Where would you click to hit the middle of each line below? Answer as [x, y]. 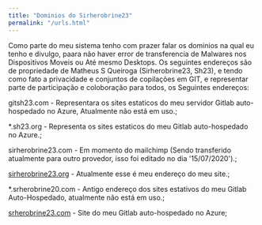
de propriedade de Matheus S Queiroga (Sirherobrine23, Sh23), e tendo [125, 70]
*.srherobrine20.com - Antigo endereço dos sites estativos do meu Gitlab [127, 189]
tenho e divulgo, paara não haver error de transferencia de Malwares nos [127, 54]
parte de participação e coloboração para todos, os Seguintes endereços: [129, 87]
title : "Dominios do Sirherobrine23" [70, 15]
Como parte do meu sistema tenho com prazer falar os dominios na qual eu [131, 45]
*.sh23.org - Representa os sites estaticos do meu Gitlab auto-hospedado [128, 126]
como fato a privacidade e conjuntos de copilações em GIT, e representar [128, 79]
